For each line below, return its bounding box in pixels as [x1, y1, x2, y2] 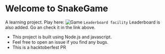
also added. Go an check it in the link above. [5, 24, 96, 30]
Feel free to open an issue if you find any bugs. [12, 39, 109, 45]
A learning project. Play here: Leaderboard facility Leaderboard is [5, 19, 160, 25]
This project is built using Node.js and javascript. [12, 34, 112, 40]
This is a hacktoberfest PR [12, 44, 66, 50]
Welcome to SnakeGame [5, 3, 109, 14]
